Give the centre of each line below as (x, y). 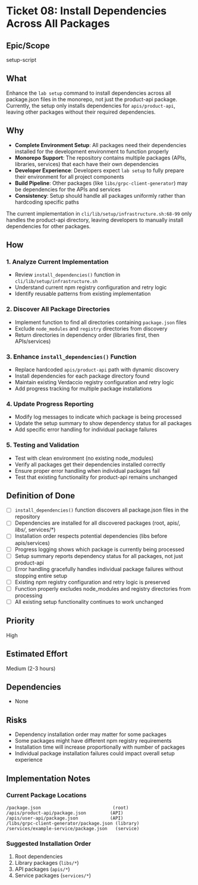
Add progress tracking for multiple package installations (84, 388)
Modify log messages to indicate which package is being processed (98, 417)
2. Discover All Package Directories (58, 309)
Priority (20, 621)
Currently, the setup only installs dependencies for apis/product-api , (91, 105)
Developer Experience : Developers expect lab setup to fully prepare (99, 170)
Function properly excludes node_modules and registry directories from (103, 588)
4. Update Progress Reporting (50, 404)
